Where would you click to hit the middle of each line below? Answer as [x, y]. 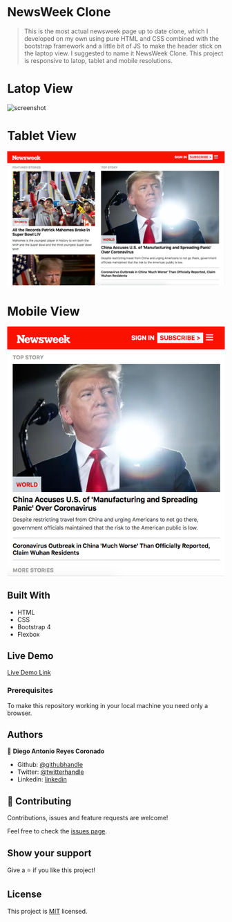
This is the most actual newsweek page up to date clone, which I [116, 31]
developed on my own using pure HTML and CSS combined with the [122, 38]
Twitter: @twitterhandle [50, 772]
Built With [29, 596]
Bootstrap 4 [34, 626]
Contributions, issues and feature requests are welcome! [88, 818]
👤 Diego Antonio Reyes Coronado [56, 751]
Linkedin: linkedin [42, 779]
